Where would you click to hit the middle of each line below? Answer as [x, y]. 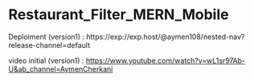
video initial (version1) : [46, 61]
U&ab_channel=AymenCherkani [61, 68]
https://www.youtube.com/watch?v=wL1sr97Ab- [166, 61]
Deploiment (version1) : [47, 37]
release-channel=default [49, 45]
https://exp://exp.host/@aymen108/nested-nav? [165, 37]
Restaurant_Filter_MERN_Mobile [119, 15]
